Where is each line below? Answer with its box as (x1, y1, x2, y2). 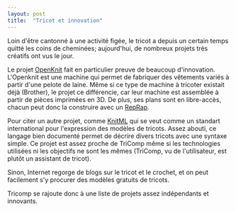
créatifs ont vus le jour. (7, 51, 74, 60)
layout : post (7, 10, 46, 18)
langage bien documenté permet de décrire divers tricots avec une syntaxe (7, 132, 227, 140)
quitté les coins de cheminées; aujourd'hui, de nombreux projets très (7, 44, 208, 52)
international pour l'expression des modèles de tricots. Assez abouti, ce (7, 124, 217, 132)
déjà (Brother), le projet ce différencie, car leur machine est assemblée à (7, 88, 219, 96)
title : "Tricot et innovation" (7, 17, 103, 24)
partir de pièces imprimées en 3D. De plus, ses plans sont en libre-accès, (7, 95, 222, 103)
